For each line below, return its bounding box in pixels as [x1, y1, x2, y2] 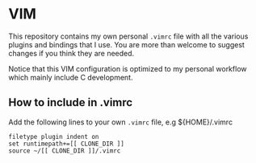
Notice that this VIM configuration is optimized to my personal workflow [8, 63, 247, 73]
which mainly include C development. [8, 72, 133, 82]
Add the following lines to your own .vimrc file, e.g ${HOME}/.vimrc [8, 117, 233, 127]
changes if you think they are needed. [8, 48, 135, 58]
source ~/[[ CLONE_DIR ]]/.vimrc [8, 146, 121, 155]
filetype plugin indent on [8, 132, 99, 141]
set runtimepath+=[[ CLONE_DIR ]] [8, 140, 125, 148]
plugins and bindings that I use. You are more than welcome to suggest [8, 39, 245, 49]
